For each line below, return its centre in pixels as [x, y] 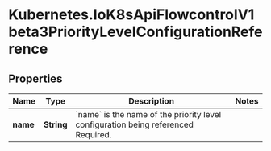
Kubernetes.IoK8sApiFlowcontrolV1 [131, 15]
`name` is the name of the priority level [148, 114]
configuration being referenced [134, 124]
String [55, 124]
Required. [94, 135]
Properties [35, 78]
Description [152, 101]
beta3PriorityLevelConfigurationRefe [136, 32]
